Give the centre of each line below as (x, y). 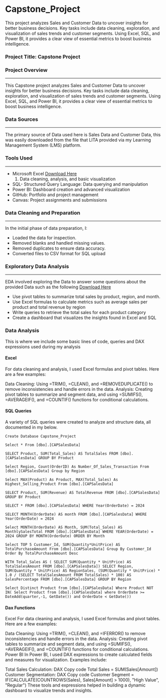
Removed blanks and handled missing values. (59, 243)
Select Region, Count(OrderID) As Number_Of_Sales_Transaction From (77, 467)
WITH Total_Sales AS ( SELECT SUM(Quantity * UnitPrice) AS (68, 562)
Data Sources (22, 119)
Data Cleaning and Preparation (43, 213)
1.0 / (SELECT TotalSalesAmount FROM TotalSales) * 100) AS (68, 575)
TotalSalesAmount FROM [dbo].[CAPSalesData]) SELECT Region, (69, 566)
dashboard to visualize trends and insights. (49, 691)
